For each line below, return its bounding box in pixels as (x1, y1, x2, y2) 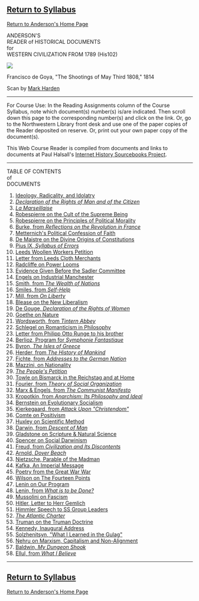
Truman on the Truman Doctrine (15, 518, 93, 525)
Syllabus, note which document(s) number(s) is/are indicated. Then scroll (6, 108, 185, 115)
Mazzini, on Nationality (15, 361, 71, 368)
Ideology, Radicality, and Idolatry (15, 191, 95, 199)
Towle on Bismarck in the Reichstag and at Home (15, 373, 135, 381)
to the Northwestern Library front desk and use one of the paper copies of (6, 121, 188, 128)
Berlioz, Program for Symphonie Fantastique (15, 336, 123, 343)
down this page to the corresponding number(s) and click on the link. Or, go (6, 114, 191, 121)
